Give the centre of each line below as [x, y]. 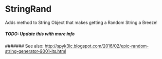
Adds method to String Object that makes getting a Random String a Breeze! [81, 22]
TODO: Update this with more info [40, 34]
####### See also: [24, 46]
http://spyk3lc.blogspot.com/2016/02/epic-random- [97, 46]
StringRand [28, 9]
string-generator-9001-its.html [36, 51]
